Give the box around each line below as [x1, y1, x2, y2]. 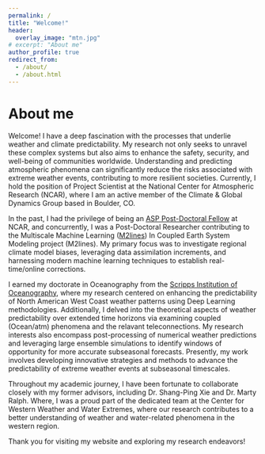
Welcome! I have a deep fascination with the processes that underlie [8, 131, 232, 140]
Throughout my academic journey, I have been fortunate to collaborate [8, 379, 239, 388]
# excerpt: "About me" [8, 41, 83, 49]
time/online [8, 264, 45, 273]
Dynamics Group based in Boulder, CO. [8, 198, 136, 208]
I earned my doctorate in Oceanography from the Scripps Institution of [8, 279, 238, 289]
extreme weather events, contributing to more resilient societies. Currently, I [8, 173, 256, 182]
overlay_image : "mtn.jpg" [15, 33, 101, 42]
